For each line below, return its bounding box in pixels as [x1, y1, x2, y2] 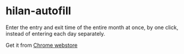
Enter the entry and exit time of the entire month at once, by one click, [5, 24, 179, 31]
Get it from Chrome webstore [5, 42, 78, 49]
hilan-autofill [5, 4, 71, 18]
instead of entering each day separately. [5, 30, 105, 37]
